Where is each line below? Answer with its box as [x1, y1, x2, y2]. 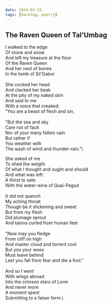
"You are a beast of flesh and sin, [5, 108, 75, 114]
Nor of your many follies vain [5, 130, 66, 136]
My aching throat [5, 199, 41, 205]
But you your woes [5, 247, 44, 253]
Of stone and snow [5, 49, 45, 55]
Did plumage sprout [5, 215, 46, 221]
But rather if [5, 135, 30, 141]
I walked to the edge [5, 44, 48, 50]
